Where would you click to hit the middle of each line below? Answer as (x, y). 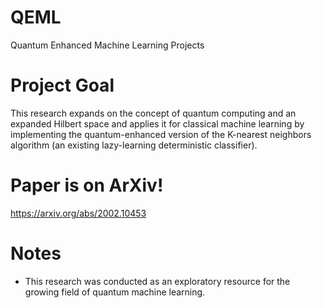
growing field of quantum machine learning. (115, 292)
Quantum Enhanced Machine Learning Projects (107, 45)
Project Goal (62, 85)
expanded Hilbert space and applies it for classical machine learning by (157, 123)
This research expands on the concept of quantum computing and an (153, 113)
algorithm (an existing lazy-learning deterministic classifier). (134, 145)
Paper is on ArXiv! (87, 185)
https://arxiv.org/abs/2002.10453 (78, 213)
